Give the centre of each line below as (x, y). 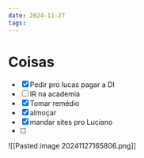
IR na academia (55, 94)
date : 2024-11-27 (37, 15)
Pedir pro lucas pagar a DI (72, 85)
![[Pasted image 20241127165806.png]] (72, 146)
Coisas (32, 62)
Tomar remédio (55, 103)
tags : (17, 23)
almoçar (43, 113)
